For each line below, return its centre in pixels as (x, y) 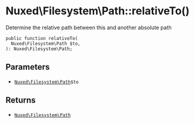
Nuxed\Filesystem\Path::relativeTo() (97, 11)
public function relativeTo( (42, 38)
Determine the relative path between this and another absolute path (89, 27)
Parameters (28, 67)
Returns (21, 100)
